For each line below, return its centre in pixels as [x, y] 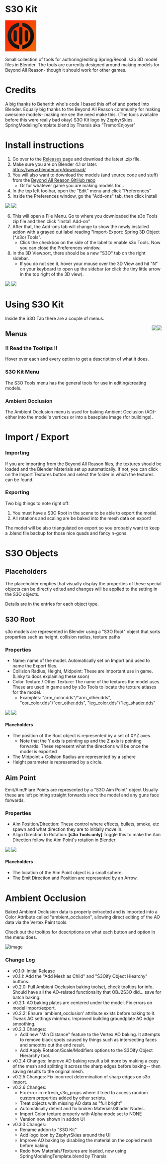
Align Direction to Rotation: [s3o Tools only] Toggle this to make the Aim [86, 835]
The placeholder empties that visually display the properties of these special [83, 583]
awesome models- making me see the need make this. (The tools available [82, 114]
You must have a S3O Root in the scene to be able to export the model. [85, 513]
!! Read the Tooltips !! [32, 348]
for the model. [27, 692]
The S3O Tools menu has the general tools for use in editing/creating [76, 383]
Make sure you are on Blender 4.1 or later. [55, 164]
